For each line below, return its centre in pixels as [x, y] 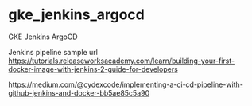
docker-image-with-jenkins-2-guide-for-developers [93, 69]
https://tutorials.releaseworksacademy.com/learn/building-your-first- [122, 61]
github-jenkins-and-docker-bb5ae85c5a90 [79, 92]
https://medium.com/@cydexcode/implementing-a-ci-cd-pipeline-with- [126, 84]
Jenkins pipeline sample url [53, 52]
